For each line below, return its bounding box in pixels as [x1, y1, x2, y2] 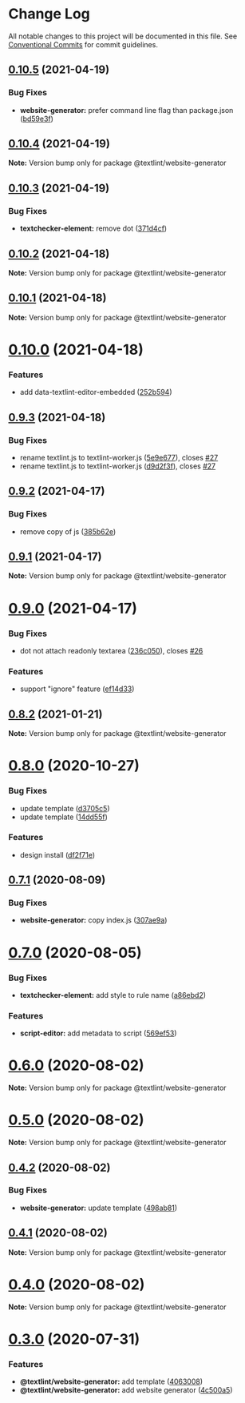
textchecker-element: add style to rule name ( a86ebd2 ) [19, 990, 206, 999]
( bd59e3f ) [19, 114, 54, 123]
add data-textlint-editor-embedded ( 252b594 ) [19, 388, 173, 397]
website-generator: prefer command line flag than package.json [19, 105, 234, 115]
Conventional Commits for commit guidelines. [8, 39, 158, 49]
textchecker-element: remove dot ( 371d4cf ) [19, 223, 168, 233]
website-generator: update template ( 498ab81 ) [19, 1203, 178, 1212]
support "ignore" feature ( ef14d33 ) [19, 684, 135, 693]
